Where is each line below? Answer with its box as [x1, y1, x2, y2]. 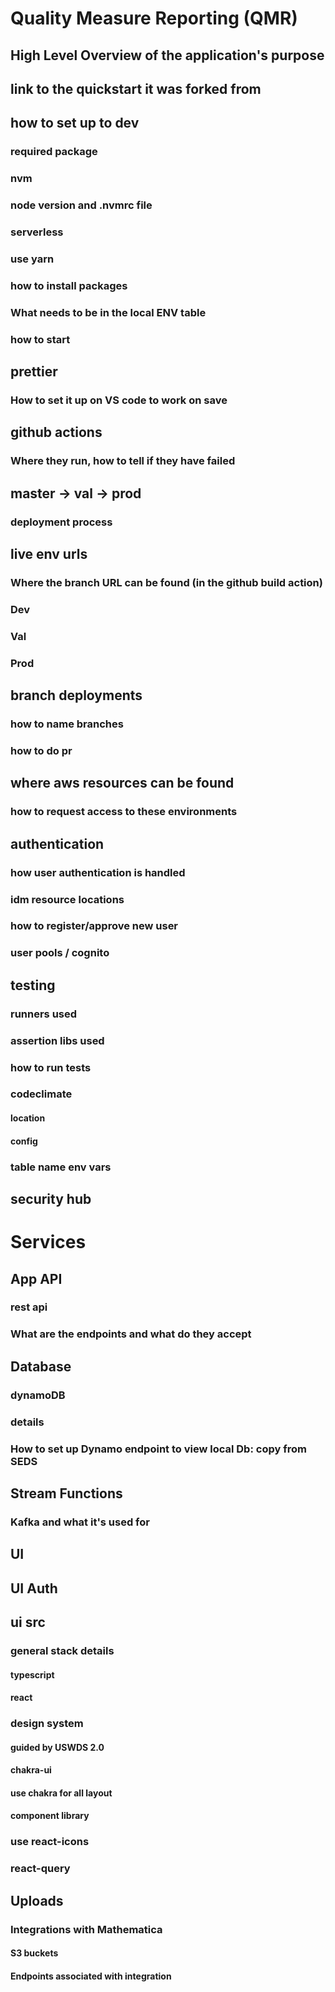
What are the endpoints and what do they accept [10, 1327, 252, 1341]
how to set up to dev [10, 115, 140, 132]
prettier [10, 363, 58, 381]
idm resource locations [10, 892, 125, 906]
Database [10, 1358, 72, 1375]
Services [10, 1231, 87, 1254]
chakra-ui [10, 1764, 52, 1776]
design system [10, 1717, 84, 1731]
